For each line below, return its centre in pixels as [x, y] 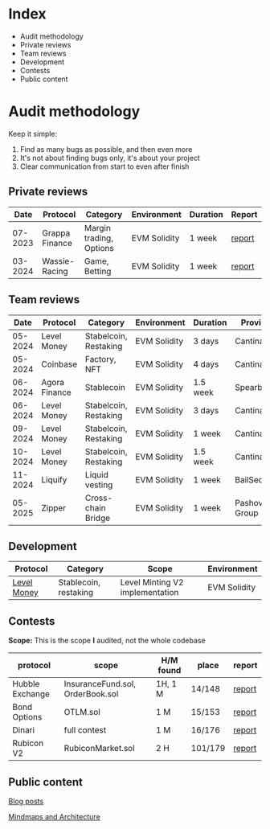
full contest [85, 730]
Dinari [23, 730]
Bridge [98, 518]
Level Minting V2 [152, 582]
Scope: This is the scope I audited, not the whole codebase [107, 641]
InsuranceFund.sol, [100, 684]
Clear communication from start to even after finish [104, 166]
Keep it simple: [33, 133]
